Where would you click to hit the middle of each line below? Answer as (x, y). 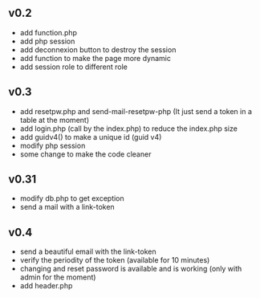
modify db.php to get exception (72, 198)
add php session (47, 41)
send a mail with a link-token (67, 207)
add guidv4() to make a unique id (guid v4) (91, 137)
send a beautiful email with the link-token (88, 251)
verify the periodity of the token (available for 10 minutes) (115, 260)
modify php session (53, 145)
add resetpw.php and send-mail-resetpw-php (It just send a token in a (136, 111)
